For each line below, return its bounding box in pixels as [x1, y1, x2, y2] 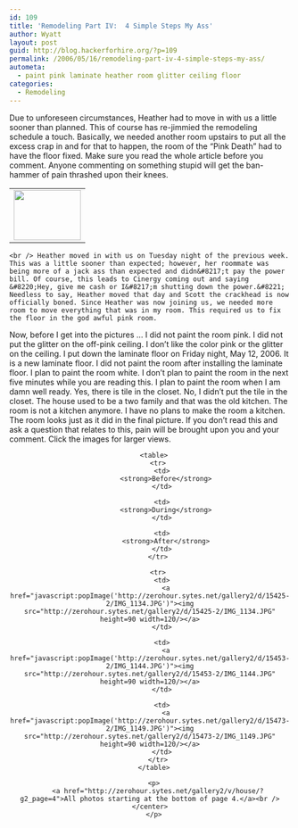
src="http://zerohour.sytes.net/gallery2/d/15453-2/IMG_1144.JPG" [23, 669, 277, 678]
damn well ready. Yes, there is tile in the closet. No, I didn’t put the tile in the [9, 385, 288, 397]
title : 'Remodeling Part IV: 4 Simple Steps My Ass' [9, 21, 214, 30]
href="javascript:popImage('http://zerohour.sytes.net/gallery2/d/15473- [10, 716, 290, 725]
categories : [9, 79, 54, 88]
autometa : [9, 63, 46, 72]
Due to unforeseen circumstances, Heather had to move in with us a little [9, 112, 277, 123]
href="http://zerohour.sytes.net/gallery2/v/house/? [63, 786, 265, 795]
